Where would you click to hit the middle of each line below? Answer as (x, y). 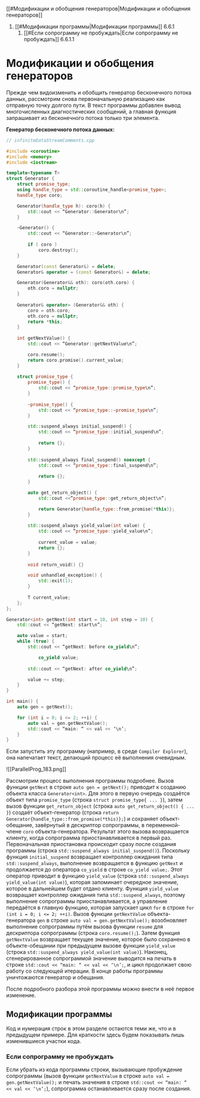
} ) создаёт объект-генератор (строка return (63, 813)
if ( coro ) (43, 245)
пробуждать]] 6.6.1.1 (49, 39)
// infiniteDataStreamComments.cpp (50, 140)
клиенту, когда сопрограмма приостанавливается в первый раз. (89, 838)
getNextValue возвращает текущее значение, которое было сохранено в (98, 939)
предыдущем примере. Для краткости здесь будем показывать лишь (96, 1035)
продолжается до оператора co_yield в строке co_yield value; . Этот (94, 870)
